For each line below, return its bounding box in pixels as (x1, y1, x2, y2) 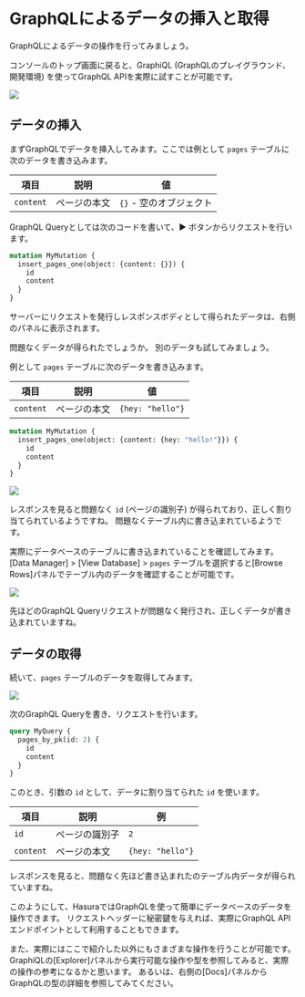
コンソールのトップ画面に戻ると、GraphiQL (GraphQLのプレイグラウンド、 (9, 59, 291, 70)
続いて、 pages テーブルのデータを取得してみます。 (9, 672, 198, 683)
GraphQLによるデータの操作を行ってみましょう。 (9, 40, 194, 51)
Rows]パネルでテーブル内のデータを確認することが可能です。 (9, 569, 239, 580)
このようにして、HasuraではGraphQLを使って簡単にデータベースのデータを (9, 901, 292, 912)
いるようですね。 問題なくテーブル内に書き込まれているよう (48, 515, 275, 526)
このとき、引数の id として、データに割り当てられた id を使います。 (9, 786, 264, 798)
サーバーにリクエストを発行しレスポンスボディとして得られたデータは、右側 (9, 311, 296, 322)
